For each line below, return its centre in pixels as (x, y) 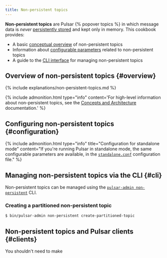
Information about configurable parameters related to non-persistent (83, 49)
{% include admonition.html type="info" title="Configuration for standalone (82, 144)
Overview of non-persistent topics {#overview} (81, 76)
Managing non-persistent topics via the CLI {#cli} (83, 175)
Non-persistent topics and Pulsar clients (69, 231)
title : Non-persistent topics (37, 10)
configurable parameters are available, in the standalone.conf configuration (83, 154)
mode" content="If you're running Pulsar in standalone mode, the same (79, 149)
